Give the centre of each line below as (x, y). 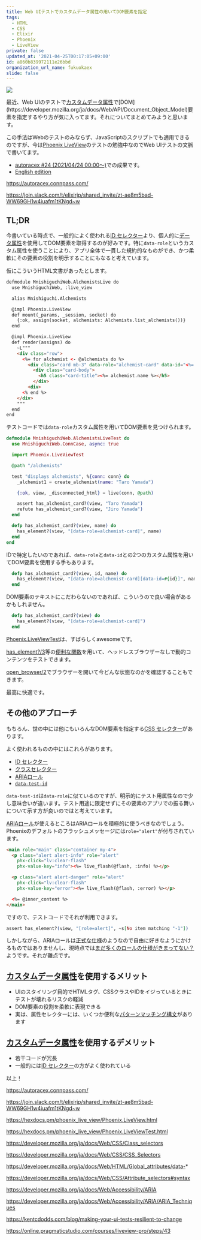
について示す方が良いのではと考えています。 (61, 811)
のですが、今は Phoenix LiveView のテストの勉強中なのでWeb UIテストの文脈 (100, 145)
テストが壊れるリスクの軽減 (49, 1000)
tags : (13, 17)
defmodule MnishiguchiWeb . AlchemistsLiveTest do (68, 438)
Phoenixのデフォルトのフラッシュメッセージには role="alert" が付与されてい (100, 830)
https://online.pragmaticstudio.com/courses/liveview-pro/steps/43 (89, 1231)
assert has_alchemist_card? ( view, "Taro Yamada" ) (80, 504)
